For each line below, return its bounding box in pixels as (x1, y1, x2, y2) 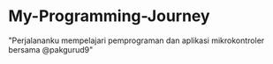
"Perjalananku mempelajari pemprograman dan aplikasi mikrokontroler (8, 35, 265, 46)
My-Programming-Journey (8, 6, 210, 26)
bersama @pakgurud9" (8, 44, 94, 54)
